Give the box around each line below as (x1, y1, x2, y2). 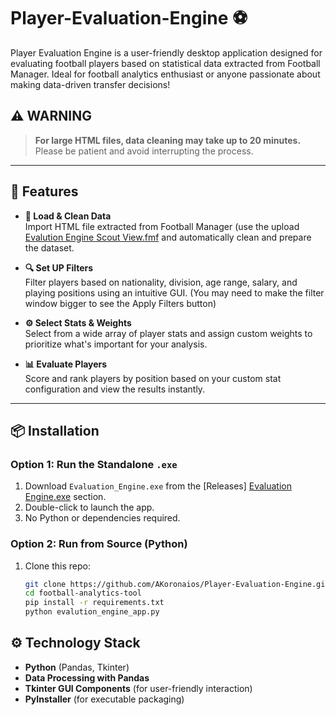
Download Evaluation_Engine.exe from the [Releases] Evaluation (24, 480, 292, 492)
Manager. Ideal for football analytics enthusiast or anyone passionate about (10, 68, 321, 80)
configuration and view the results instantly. (24, 383, 206, 395)
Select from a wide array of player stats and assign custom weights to (24, 327, 313, 339)
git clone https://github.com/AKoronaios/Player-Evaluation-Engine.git (24, 579, 330, 589)
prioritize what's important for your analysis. (24, 338, 208, 350)
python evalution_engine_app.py (24, 607, 160, 617)
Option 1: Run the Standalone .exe (10, 457, 178, 471)
